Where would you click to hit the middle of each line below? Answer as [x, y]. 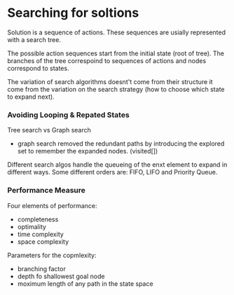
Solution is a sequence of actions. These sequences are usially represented [117, 32]
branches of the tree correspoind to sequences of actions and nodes [107, 60]
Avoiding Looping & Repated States [68, 115]
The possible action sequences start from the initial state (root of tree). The [116, 53]
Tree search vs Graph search [49, 130]
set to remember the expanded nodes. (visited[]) [88, 151]
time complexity [41, 234]
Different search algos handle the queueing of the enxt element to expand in [117, 165]
